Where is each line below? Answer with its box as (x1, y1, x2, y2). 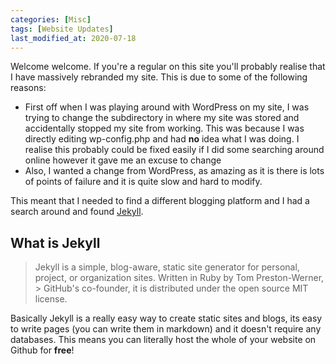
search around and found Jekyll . (10, 206, 144, 218)
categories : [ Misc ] (10, 14, 92, 25)
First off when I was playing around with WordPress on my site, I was (24, 101, 310, 113)
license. (34, 293, 68, 305)
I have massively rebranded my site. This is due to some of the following (10, 71, 308, 83)
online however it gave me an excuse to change (24, 154, 222, 166)
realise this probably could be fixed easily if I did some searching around (24, 144, 325, 156)
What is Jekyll (10, 234, 101, 251)
